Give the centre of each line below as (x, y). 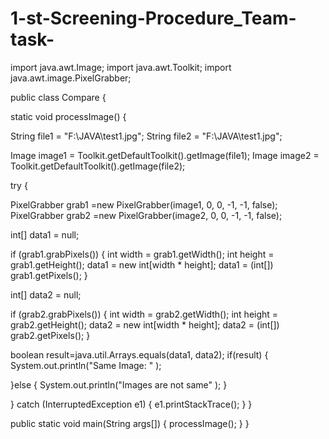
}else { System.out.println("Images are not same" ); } (119, 384)
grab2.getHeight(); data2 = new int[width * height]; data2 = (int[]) (145, 324)
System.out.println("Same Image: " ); (86, 365)
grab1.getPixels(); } (49, 275)
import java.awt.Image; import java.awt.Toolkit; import (121, 67)
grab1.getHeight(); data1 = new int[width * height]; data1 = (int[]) (142, 264)
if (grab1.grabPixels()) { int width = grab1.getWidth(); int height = (142, 254)
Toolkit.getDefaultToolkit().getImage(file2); (98, 166)
